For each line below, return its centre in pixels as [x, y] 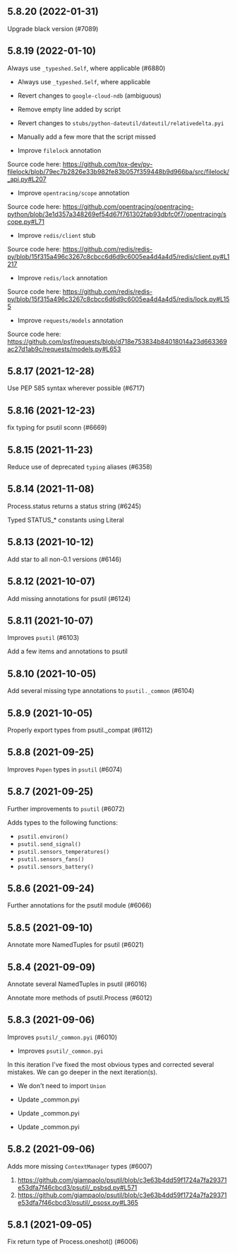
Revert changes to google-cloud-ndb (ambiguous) [90, 96]
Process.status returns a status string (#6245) [74, 506]
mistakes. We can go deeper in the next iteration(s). [83, 1072]
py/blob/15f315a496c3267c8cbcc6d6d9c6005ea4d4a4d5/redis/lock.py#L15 [119, 299]
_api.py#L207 [27, 179]
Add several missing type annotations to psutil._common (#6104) [101, 691]
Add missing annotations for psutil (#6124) [69, 598]
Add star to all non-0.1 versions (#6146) [65, 559]
